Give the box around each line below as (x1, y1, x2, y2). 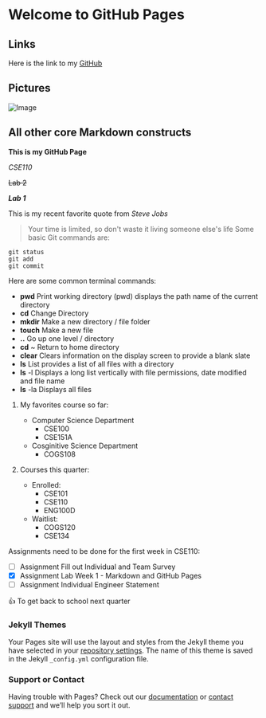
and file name (19, 376, 65, 386)
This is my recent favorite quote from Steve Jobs (8, 209, 169, 218)
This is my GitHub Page (8, 147, 88, 156)
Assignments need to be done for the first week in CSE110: (8, 546, 201, 555)
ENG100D (43, 505, 76, 515)
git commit (8, 261, 45, 270)
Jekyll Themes (8, 619, 67, 630)
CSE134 (43, 531, 70, 540)
